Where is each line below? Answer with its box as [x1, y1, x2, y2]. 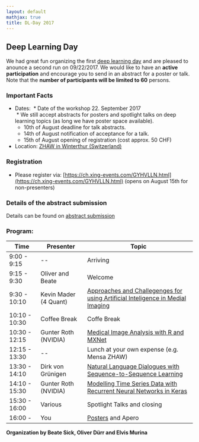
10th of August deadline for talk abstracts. [23, 124, 126, 131]
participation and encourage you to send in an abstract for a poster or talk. [6, 70, 190, 77]
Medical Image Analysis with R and [86, 328, 184, 337]
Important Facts [6, 92, 53, 100]
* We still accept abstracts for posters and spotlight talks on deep [16, 111, 176, 118]
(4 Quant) [40, 298, 68, 306]
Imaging [86, 302, 110, 310]
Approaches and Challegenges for [86, 287, 182, 295]
